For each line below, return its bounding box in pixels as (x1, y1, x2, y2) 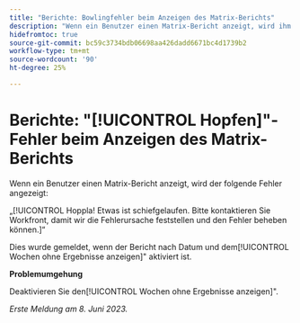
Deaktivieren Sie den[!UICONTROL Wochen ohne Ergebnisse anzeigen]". (9, 285, 278, 297)
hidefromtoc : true (9, 30, 78, 39)
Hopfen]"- (199, 110, 278, 130)
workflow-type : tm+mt (9, 47, 91, 56)
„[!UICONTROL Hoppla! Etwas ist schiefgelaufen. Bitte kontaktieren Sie (9, 204, 271, 216)
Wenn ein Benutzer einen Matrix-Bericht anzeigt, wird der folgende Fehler (9, 177, 283, 189)
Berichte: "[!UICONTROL (9, 110, 197, 130)
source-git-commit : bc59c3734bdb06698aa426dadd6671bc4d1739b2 (9, 38, 247, 48)
